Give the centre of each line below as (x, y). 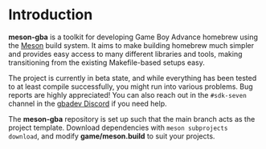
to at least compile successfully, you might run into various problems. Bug (131, 87)
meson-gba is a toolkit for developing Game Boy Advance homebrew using (133, 37)
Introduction (51, 15)
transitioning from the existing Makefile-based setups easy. (106, 62)
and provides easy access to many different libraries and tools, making (125, 54)
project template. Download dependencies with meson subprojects (118, 127)
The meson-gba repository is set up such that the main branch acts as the (132, 119)
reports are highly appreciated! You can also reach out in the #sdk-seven (127, 95)
